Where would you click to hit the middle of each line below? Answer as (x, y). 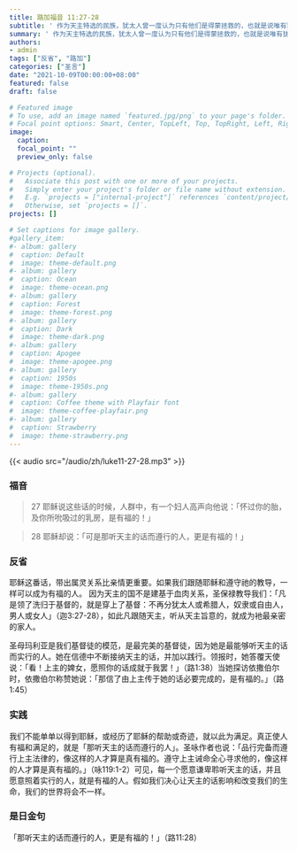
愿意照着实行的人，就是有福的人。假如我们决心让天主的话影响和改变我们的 (145, 780)
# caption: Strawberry (53, 428)
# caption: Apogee (45, 354)
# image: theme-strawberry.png (69, 436)
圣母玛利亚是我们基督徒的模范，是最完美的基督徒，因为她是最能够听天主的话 (148, 646)
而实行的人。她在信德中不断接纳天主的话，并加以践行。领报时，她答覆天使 (145, 657)
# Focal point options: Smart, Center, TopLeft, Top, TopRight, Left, (142, 124)
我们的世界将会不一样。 (67, 791)
